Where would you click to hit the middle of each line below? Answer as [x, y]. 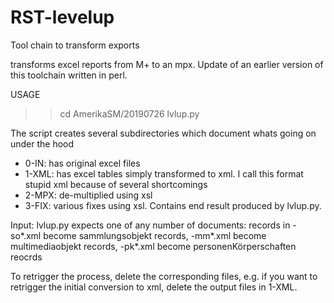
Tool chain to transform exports [75, 45]
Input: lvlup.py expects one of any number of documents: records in [150, 225]
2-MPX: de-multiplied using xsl [88, 195]
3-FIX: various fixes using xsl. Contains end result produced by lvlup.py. [173, 205]
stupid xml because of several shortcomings [116, 184]
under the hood [42, 143]
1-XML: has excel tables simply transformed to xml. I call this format [164, 173]
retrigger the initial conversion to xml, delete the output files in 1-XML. [154, 287]
